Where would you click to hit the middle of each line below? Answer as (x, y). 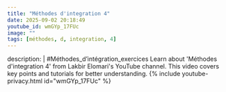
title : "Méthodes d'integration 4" (59, 13)
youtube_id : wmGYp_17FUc (43, 26)
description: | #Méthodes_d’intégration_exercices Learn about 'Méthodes (112, 59)
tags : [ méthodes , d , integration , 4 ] (62, 39)
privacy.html (25, 81)
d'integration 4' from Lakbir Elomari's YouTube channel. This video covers (113, 66)
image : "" (22, 33)
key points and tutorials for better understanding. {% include (94, 74)
